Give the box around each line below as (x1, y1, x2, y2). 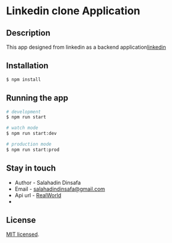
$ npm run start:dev (6, 131, 58, 137)
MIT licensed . (6, 231, 40, 238)
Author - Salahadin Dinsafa (14, 179, 81, 186)
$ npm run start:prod (6, 147, 60, 153)
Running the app (6, 93, 68, 103)
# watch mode (6, 125, 39, 131)
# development (6, 109, 42, 115)
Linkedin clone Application (6, 4, 141, 18)
